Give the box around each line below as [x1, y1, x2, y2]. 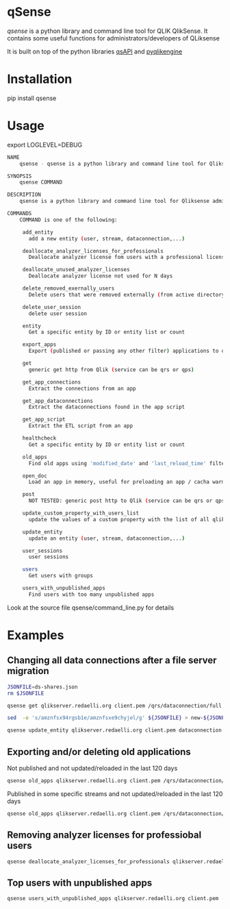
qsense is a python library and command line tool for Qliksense [19, 198, 210, 205]
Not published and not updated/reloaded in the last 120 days [7, 764, 178, 772]
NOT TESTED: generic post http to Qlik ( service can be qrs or [28, 497, 213, 504]
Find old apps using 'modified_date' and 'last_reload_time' [28, 460, 207, 466]
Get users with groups [28, 573, 94, 580]
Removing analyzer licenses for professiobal [7, 830, 202, 841]
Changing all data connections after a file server [7, 655, 217, 667]
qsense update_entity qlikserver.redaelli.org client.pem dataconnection [7, 727, 222, 734]
